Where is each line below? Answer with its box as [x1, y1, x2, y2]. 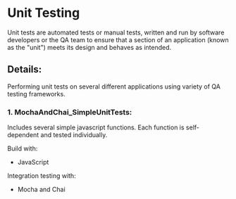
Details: [7, 63, 42, 75]
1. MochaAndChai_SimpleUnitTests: [7, 107, 132, 117]
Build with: [7, 144, 38, 153]
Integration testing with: [7, 172, 76, 180]
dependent [7, 131, 39, 139]
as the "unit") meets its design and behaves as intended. [7, 43, 172, 51]
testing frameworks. [7, 89, 66, 98]
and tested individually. [40, 131, 108, 139]
